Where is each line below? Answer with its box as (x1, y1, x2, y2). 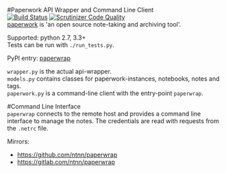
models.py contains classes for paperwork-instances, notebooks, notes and (7, 75, 221, 83)
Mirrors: (7, 137, 29, 146)
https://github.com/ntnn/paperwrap (16, 150, 118, 159)
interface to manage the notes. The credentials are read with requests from (7, 117, 219, 125)
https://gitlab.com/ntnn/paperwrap (16, 158, 115, 166)
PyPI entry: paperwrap (7, 54, 71, 62)
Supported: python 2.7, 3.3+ (7, 34, 86, 42)
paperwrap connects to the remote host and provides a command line (7, 109, 201, 118)
